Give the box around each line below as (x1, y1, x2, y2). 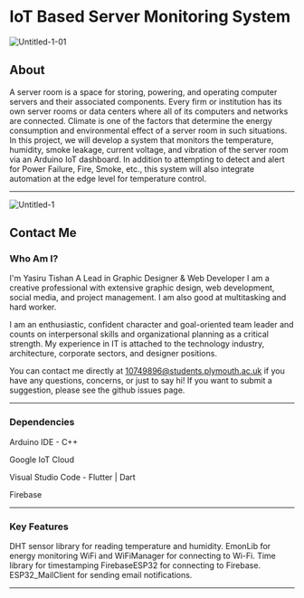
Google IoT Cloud (9, 454, 75, 465)
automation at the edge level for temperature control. (9, 173, 207, 184)
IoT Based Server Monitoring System (9, 6, 291, 27)
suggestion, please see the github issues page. (9, 384, 185, 395)
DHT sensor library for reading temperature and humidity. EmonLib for (9, 541, 271, 552)
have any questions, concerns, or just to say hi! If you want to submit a (9, 375, 273, 386)
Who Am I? (9, 252, 59, 265)
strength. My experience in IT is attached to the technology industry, (9, 338, 265, 349)
